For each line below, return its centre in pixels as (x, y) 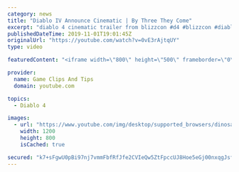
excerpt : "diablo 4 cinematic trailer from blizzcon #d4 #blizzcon (110, 27)
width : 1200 (38, 131)
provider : (22, 72)
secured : (20, 157)
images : (19, 118)
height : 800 (38, 138)
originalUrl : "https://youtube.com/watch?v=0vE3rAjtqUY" (94, 41)
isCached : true (43, 144)
